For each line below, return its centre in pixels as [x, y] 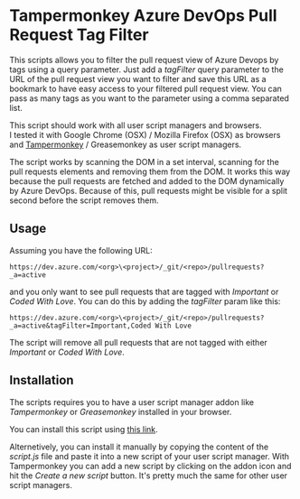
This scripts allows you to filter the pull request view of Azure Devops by [144, 60]
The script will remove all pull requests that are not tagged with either [139, 342]
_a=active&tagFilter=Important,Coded [80, 326]
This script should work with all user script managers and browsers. [136, 125]
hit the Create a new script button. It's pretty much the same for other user [148, 476]
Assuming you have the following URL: [81, 250]
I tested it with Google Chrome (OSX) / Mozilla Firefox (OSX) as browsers [145, 134]
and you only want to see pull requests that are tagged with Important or [144, 291]
